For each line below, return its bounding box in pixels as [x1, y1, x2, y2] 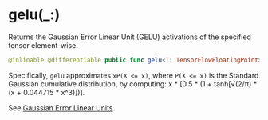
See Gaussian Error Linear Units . [8, 102, 116, 113]
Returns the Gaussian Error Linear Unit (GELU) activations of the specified [8, 32, 251, 42]
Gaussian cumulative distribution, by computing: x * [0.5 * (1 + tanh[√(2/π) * [8, 78, 258, 89]
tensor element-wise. [8, 40, 78, 50]
